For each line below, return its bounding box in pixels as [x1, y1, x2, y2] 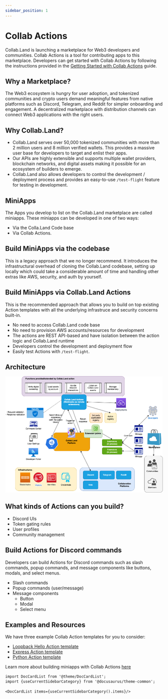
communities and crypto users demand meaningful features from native [5, 95, 153, 102]
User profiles [12, 526, 39, 532]
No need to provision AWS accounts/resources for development [12, 327, 144, 333]
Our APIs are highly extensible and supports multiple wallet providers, [12, 155, 156, 161]
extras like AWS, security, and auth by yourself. [5, 273, 102, 279]
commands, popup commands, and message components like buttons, [5, 564, 151, 570]
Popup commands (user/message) [12, 585, 84, 591]
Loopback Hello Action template [12, 643, 79, 649]
